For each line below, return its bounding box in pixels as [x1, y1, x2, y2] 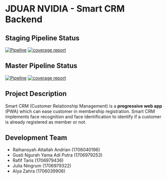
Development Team [5, 134, 67, 142]
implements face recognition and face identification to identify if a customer [5, 114, 161, 120]
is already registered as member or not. [5, 119, 86, 125]
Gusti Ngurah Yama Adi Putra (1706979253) [12, 152, 102, 158]
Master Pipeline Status [5, 61, 77, 70]
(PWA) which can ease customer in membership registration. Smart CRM [5, 108, 155, 114]
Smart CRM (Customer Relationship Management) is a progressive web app [5, 103, 162, 109]
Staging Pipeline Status [5, 34, 80, 42]
